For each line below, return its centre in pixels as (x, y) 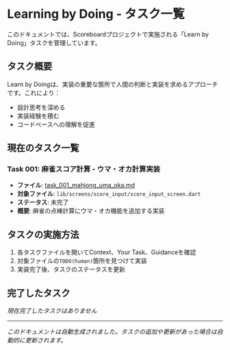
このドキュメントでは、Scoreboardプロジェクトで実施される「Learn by (108, 34)
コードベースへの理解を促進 (56, 124)
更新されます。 (46, 340)
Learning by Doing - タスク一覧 (96, 14)
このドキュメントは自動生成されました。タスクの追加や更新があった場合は (112, 332)
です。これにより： (34, 92)
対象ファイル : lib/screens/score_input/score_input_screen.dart (109, 194)
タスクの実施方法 (43, 234)
